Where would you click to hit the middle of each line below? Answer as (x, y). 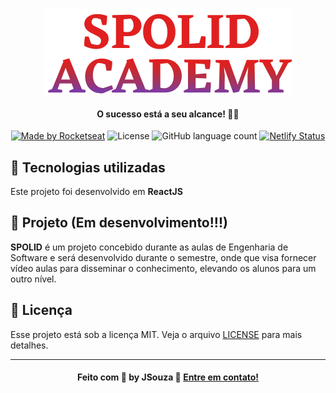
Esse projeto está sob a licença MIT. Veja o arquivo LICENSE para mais (156, 334)
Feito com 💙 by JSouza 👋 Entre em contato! (168, 377)
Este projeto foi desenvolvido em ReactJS (96, 192)
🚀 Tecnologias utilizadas (88, 167)
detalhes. (29, 345)
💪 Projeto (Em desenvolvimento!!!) (119, 223)
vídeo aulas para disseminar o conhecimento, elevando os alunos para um (163, 268)
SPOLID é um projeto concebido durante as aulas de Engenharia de (149, 247)
